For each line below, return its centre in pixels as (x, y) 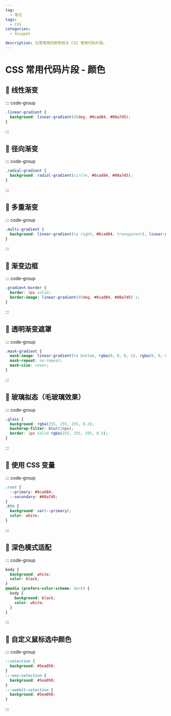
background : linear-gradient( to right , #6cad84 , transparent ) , (78, 234)
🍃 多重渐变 (22, 207)
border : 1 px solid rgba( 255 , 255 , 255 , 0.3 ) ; (59, 434)
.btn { (12, 506)
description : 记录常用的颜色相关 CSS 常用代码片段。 (56, 43)
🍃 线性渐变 (22, 90)
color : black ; (25, 579)
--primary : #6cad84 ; (32, 492)
